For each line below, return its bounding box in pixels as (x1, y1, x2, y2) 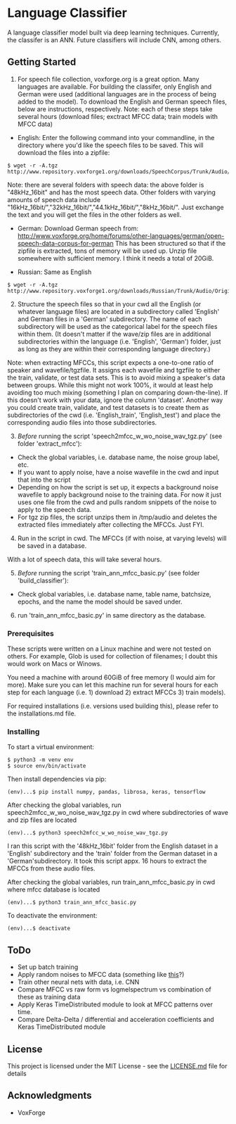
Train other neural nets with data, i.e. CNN (17, 978, 140, 987)
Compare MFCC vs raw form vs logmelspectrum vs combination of (17, 985, 212, 994)
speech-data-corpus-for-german (17, 239, 114, 247)
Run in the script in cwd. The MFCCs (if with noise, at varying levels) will (17, 534, 227, 542)
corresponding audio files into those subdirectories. (7, 418, 157, 427)
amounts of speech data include (7, 195, 100, 204)
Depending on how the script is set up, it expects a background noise (17, 482, 219, 491)
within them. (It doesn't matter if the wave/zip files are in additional (17, 330, 211, 338)
